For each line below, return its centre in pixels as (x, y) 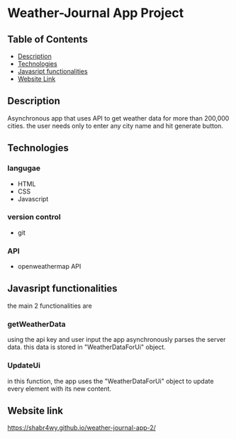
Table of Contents (48, 39)
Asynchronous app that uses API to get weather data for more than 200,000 (118, 118)
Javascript (33, 199)
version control (34, 217)
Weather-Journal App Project (96, 13)
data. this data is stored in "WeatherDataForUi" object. (87, 347)
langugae (24, 168)
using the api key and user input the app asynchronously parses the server (117, 340)
